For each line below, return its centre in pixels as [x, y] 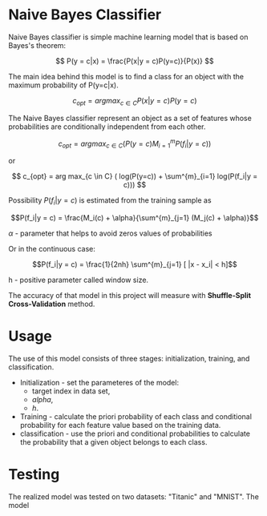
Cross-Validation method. [52, 304]
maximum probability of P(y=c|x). [63, 85]
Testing [34, 475]
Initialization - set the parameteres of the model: [99, 382]
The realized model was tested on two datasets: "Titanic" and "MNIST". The [133, 496]
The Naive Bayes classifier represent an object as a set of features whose [130, 118]
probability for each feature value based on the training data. [120, 425]
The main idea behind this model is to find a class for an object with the [126, 76]
